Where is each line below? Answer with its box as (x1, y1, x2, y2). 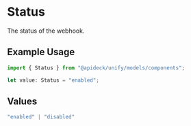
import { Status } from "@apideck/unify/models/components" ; (7, 64, 186, 72)
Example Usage (7, 46, 75, 58)
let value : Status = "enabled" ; (7, 76, 99, 84)
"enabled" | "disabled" (7, 114, 75, 121)
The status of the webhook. (7, 27, 85, 35)
